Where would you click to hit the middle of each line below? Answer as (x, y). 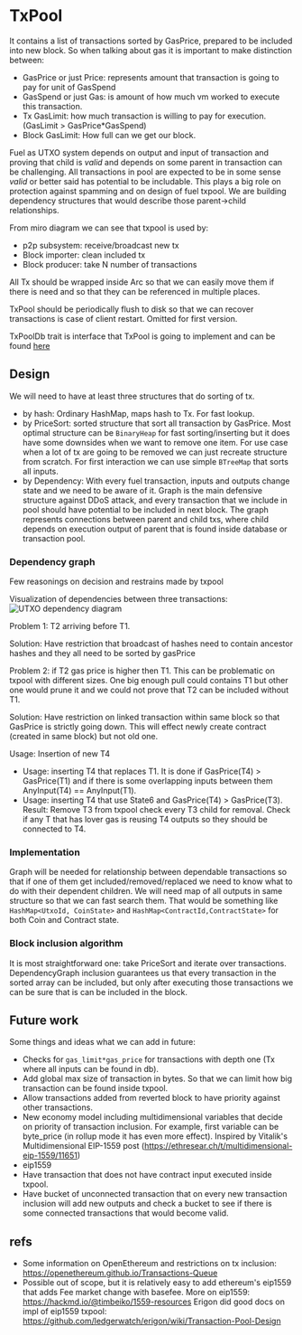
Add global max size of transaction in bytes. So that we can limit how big (157, 1079)
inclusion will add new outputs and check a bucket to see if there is (147, 1204)
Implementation (45, 852)
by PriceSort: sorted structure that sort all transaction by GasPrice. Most (156, 423)
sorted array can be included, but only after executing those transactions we (151, 982)
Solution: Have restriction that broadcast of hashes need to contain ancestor (151, 644)
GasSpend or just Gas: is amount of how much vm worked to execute (151, 97)
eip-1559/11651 (50, 1156)
